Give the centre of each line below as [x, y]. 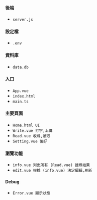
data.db [20, 67]
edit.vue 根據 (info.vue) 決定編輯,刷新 [52, 171]
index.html [24, 96]
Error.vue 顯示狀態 [31, 193]
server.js [23, 20]
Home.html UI [26, 126]
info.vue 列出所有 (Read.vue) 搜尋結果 [51, 165]
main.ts [20, 102]
